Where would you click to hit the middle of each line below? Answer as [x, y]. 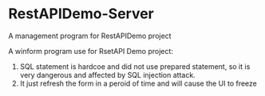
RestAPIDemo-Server [81, 14]
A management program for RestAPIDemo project [90, 36]
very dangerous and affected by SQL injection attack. [107, 75]
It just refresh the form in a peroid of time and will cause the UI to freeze [138, 83]
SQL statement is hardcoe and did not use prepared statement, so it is [135, 66]
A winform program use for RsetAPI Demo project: [91, 51]
